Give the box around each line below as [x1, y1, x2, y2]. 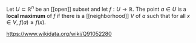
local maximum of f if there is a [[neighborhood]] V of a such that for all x [6, 12, 191, 19]
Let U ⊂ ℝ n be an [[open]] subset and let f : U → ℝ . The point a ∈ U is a [6, 5, 186, 13]
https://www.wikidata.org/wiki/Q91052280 [6, 30, 112, 37]
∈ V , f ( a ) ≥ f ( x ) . [6, 19, 47, 26]
